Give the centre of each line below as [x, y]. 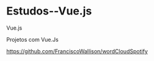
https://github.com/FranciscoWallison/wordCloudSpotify [77, 51]
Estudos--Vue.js [49, 11]
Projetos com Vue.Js [33, 39]
